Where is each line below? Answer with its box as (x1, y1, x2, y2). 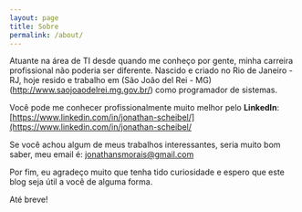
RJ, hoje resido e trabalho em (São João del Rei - (9, 75, 194, 86)
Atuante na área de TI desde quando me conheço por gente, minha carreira (9, 56, 294, 67)
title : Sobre (9, 22, 59, 31)
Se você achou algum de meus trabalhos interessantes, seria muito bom (9, 139, 281, 151)
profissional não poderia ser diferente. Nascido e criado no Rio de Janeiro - (9, 65, 294, 76)
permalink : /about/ (9, 30, 84, 39)
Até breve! (9, 194, 48, 206)
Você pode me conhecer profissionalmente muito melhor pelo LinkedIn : (9, 102, 280, 113)
